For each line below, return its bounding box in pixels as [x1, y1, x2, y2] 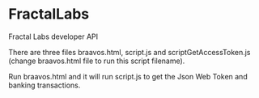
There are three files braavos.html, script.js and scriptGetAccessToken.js [8, 47, 251, 57]
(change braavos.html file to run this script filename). [8, 56, 185, 66]
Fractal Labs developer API [8, 32, 99, 41]
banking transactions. [8, 80, 81, 90]
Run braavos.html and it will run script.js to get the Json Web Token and [8, 71, 248, 81]
